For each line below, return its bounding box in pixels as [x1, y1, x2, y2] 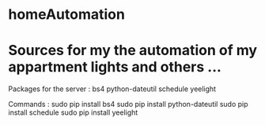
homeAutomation [8, 6, 125, 24]
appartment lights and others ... [8, 58, 221, 76]
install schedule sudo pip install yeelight [8, 108, 138, 117]
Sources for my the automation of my [8, 42, 258, 60]
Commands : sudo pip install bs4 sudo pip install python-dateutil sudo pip [8, 100, 248, 109]
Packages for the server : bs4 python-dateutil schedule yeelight [8, 84, 216, 94]
